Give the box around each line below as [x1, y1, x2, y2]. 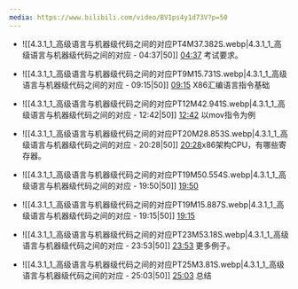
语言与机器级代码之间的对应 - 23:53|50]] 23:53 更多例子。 [21, 240, 235, 251]
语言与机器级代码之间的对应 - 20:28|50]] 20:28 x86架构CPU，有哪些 [29, 139, 279, 150]
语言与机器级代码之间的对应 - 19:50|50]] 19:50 [29, 180, 200, 191]
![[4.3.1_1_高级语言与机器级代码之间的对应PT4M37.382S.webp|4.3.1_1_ [21, 38, 275, 49]
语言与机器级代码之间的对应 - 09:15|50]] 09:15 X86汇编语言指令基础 [21, 79, 271, 90]
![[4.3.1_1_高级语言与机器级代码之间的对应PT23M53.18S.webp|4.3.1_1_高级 [21, 229, 289, 239]
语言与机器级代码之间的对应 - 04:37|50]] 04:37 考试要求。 [29, 50, 243, 60]
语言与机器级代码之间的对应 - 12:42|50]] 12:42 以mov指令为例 [29, 109, 255, 120]
